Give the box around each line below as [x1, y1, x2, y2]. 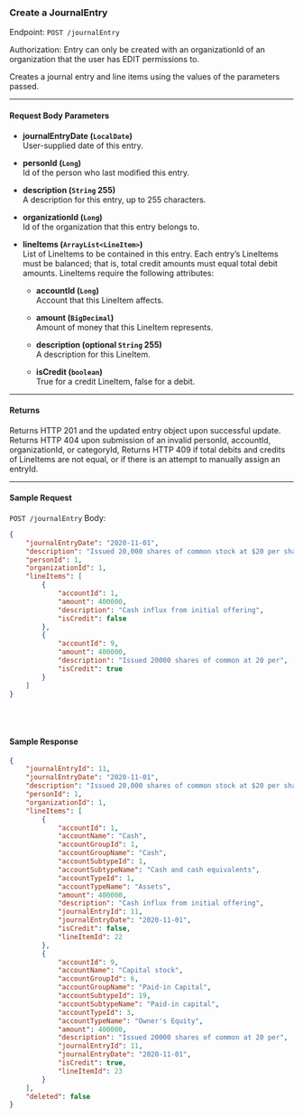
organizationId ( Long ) [22, 211, 103, 222]
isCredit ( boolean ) [35, 366, 104, 377]
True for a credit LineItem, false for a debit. [35, 376, 196, 386]
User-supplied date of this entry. [22, 140, 144, 151]
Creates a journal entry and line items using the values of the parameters [9, 71, 280, 82]
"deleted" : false [25, 1092, 91, 1101]
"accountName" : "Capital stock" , [57, 966, 183, 975]
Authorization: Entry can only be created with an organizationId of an [9, 44, 266, 55]
